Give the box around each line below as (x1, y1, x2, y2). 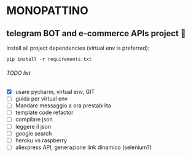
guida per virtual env (15, 95, 68, 102)
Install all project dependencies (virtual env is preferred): (6, 44, 150, 52)
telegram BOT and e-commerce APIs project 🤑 (6, 28, 186, 39)
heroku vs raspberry (15, 136, 68, 144)
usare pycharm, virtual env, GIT (15, 88, 95, 96)
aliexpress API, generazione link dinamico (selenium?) (15, 144, 152, 151)
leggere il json (15, 123, 51, 130)
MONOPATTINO (6, 4, 88, 18)
